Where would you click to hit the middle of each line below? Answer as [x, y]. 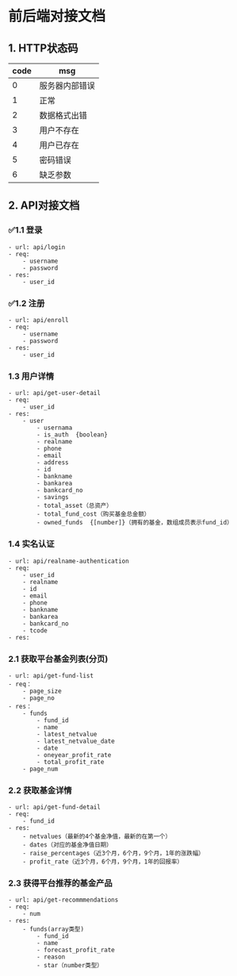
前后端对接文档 [57, 16]
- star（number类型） [70, 966]
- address [53, 463]
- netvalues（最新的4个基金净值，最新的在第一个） [97, 837]
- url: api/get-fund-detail [55, 807]
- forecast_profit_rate [76, 950]
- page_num [40, 769]
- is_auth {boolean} [73, 435]
